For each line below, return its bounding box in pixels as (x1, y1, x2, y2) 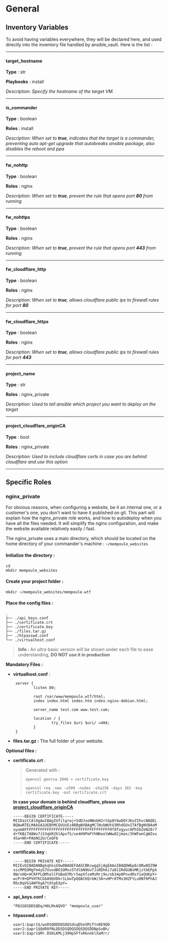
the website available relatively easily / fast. (6, 525, 96, 532)
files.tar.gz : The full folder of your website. (13, 738, 104, 744)
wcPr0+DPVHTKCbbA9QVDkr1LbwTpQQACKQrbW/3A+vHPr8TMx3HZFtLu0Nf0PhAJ (13, 876, 157, 881)
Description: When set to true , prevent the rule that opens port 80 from (6, 193, 153, 199)
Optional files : (6, 747, 37, 753)
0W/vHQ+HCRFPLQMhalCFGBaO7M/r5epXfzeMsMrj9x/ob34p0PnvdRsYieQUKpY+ (13, 872, 157, 877)
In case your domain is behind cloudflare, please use (13, 798, 125, 804)
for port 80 (6, 302, 29, 309)
